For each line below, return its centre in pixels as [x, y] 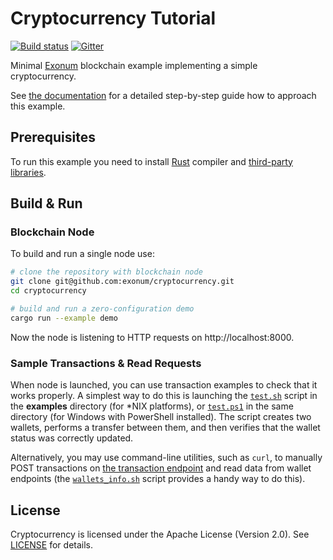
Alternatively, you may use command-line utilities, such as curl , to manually [166, 458]
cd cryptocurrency [48, 291]
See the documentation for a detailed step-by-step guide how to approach [163, 95]
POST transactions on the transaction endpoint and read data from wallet [161, 468]
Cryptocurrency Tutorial [113, 18]
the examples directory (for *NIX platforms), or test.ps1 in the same [152, 406]
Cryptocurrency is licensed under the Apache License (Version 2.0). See [160, 534]
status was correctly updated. [72, 438]
